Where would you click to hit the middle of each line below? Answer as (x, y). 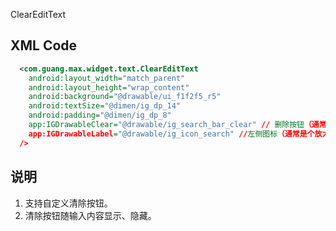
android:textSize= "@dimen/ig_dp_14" (105, 106)
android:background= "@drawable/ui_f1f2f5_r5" (125, 97)
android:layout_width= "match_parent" (107, 78)
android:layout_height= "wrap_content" (109, 87)
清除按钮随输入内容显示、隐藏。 (90, 215)
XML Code (44, 45)
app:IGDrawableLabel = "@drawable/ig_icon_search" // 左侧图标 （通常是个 (171, 134)
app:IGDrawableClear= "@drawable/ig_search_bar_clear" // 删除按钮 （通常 (177, 125)
